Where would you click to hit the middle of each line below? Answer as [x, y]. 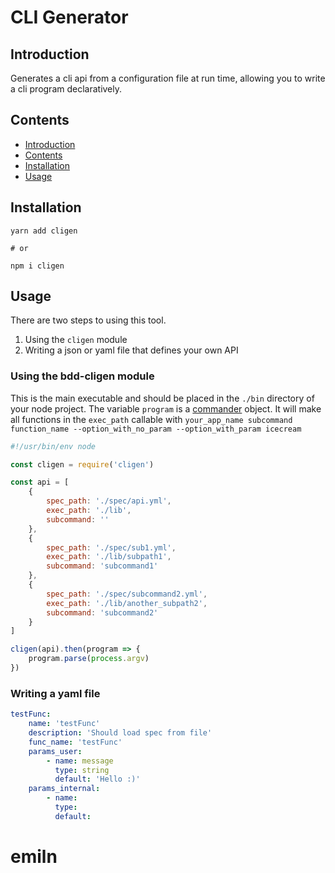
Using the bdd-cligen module [82, 376]
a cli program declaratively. [66, 89]
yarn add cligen [44, 231]
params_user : [55, 751]
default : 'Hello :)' [97, 779]
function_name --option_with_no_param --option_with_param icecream [156, 429]
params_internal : [64, 789]
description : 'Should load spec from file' [120, 733]
